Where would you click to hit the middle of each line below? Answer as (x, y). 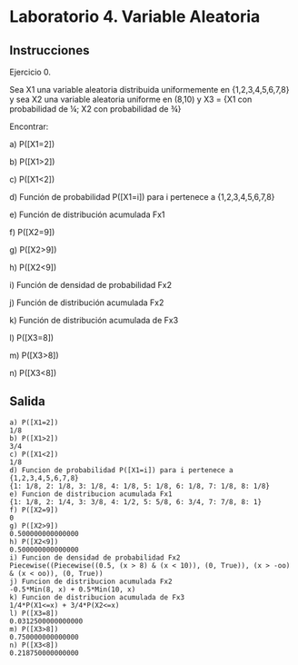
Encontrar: (29, 126)
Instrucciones (50, 50)
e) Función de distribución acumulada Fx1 (87, 214)
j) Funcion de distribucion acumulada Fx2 (91, 581)
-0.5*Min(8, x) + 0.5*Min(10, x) (73, 589)
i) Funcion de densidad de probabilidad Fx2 (95, 557)
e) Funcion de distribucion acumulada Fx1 (91, 494)
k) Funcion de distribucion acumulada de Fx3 (97, 597)
